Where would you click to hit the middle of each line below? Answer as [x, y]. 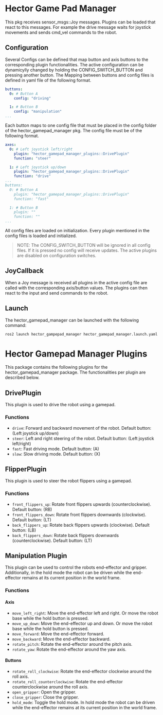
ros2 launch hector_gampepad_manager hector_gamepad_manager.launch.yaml [81, 334]
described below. [22, 377]
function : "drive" [32, 176]
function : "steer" [32, 158]
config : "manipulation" [38, 112]
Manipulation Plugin [36, 556]
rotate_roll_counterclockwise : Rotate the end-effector [67, 681]
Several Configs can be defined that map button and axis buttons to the [77, 60]
